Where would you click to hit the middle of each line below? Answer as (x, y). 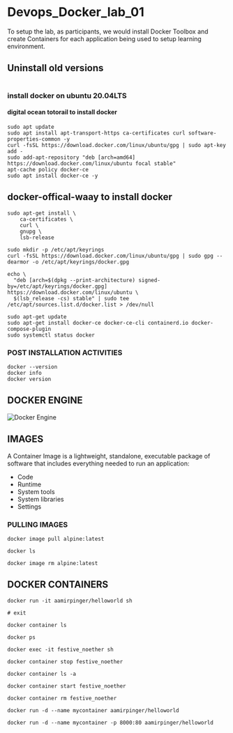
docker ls (22, 551)
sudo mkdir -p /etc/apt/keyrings (56, 249)
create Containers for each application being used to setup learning (105, 38)
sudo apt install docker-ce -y (53, 176)
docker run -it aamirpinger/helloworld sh (70, 601)
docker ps (22, 637)
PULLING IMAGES (38, 525)
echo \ (17, 274)
